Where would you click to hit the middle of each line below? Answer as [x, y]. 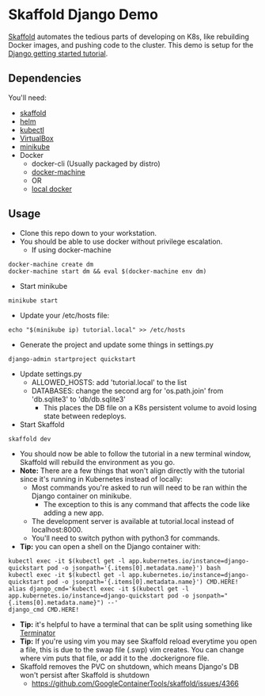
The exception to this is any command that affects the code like [147, 504]
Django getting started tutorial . [58, 53]
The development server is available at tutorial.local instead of [133, 521]
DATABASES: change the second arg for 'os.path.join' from [127, 390]
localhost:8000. [57, 529]
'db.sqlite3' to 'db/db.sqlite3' [79, 399]
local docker [52, 189]
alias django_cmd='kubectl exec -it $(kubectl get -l [99, 589]
